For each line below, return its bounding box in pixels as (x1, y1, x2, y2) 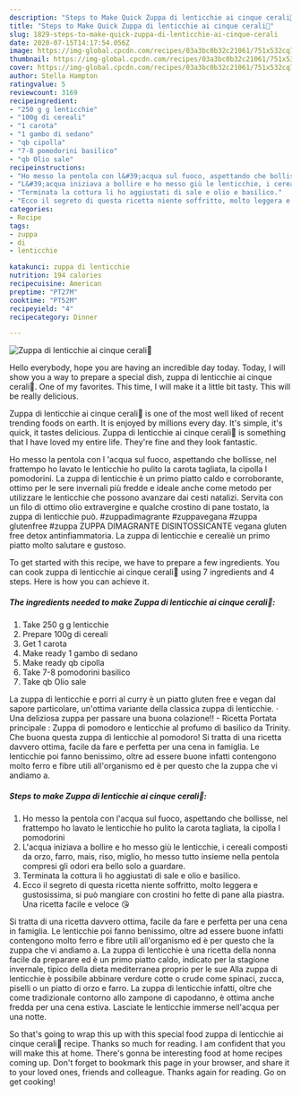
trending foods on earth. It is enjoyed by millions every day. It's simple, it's (9, 418, 283, 428)
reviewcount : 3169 (9, 88, 78, 97)
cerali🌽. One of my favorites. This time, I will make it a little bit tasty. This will (9, 382, 291, 393)
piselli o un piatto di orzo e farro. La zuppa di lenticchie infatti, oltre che (9, 983, 272, 994)
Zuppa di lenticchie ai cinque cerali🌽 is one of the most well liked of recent (9, 409, 284, 419)
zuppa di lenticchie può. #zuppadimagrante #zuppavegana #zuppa (9, 512, 258, 522)
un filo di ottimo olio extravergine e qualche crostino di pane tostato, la (9, 502, 270, 513)
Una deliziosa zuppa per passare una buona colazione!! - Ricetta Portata (9, 713, 278, 724)
